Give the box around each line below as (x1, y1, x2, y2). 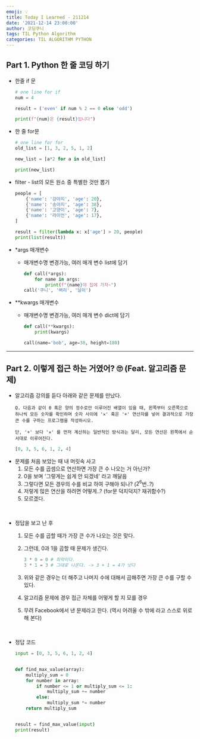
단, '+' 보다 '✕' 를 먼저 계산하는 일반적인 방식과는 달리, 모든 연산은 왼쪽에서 (14, 429, 187, 435)
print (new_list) (14, 167, 55, 173)
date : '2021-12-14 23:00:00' (6, 20, 79, 26)
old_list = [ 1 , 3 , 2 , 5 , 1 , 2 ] (14, 145, 93, 151)
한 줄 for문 (14, 128, 40, 135)
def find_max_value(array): (14, 666, 85, 673)
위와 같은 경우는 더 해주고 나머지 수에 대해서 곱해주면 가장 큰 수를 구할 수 (23, 574, 192, 581)
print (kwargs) (35, 329, 70, 335)
